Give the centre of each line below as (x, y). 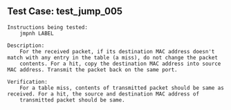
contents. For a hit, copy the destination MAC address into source (120, 64)
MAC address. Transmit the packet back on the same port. (92, 70)
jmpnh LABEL (37, 33)
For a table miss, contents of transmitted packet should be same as (122, 88)
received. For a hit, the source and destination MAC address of (103, 94)
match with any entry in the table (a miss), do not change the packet (112, 57)
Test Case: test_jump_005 (65, 11)
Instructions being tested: (48, 27)
